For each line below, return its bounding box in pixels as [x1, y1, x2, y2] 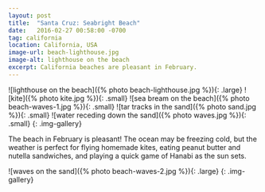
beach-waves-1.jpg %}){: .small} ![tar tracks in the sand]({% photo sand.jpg [8, 102, 257, 111]
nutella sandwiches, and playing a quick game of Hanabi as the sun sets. [8, 151, 247, 160]
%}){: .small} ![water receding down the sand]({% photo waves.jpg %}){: [8, 110, 247, 120]
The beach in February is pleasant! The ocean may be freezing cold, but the [8, 134, 257, 144]
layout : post [8, 11, 52, 20]
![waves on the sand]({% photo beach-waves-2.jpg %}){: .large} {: [8, 166, 227, 175]
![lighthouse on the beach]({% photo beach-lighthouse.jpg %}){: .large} [8, 85, 243, 94]
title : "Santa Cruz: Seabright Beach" [8, 19, 141, 27]
